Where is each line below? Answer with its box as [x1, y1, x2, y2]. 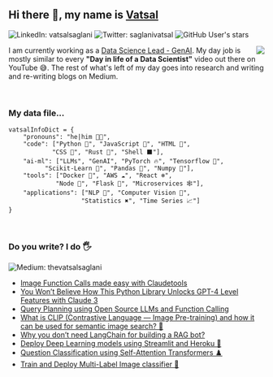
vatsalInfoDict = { [8, 126, 75, 134]
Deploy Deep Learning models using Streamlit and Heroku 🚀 [19, 339, 222, 349]
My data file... [8, 107, 65, 119]
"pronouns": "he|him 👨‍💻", [23, 133, 111, 141]
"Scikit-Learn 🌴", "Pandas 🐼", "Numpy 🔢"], [44, 164, 195, 173]
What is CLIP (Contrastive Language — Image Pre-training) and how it [19, 313, 255, 323]
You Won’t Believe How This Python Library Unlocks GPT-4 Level [19, 287, 239, 297]
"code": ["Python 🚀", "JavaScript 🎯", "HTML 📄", [23, 140, 191, 149]
